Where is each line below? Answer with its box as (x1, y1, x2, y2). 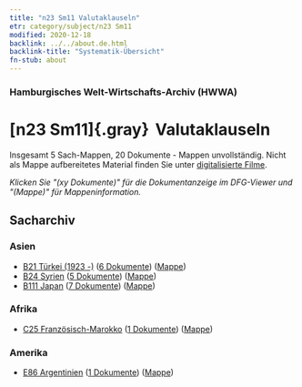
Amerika (9, 346, 48, 359)
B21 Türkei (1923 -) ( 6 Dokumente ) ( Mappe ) (22, 260, 186, 271)
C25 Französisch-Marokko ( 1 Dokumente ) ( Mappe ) (22, 323, 214, 334)
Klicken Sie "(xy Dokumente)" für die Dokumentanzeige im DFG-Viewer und (9, 177, 293, 188)
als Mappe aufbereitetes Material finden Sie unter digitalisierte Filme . (9, 158, 267, 169)
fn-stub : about (9, 56, 67, 65)
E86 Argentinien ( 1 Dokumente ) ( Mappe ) (22, 367, 175, 378)
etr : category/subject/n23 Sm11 (9, 22, 132, 31)
